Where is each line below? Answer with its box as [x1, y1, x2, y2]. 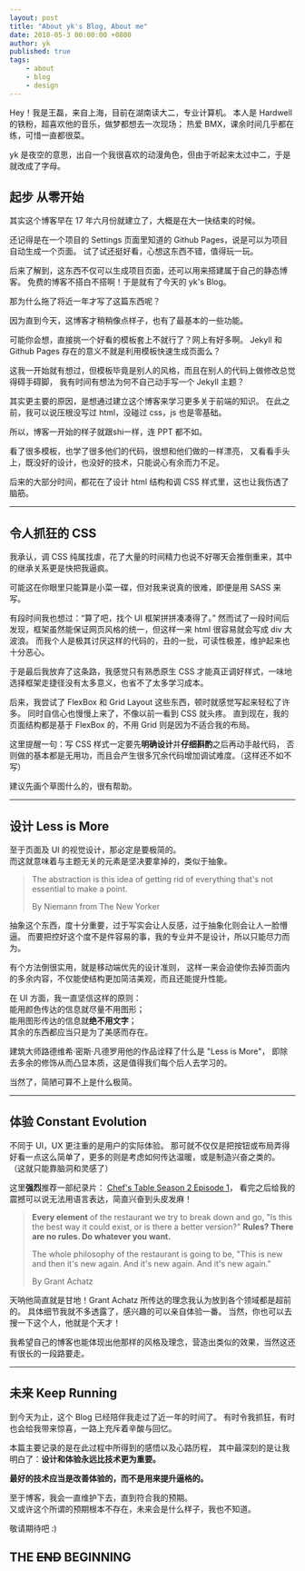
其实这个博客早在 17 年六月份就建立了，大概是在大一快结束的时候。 [9, 215, 261, 226]
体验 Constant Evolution [9, 1114, 147, 1129]
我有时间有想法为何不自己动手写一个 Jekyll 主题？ [58, 376, 245, 387]
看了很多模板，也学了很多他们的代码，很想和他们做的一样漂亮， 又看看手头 [9, 446, 290, 457]
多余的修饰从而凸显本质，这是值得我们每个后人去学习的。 [16, 1058, 232, 1069]
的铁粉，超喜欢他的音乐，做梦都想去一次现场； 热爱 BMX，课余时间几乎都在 [9, 118, 295, 129]
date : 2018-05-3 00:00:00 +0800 [9, 30, 132, 39]
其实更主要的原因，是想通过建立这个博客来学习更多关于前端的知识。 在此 [9, 396, 282, 407]
